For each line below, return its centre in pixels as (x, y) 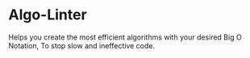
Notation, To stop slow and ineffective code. (82, 45)
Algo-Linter (48, 15)
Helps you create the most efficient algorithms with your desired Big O (125, 37)
